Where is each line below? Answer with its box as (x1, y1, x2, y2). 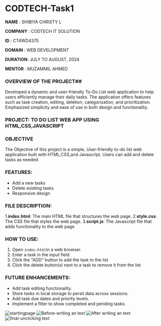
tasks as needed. (5, 157, 40, 163)
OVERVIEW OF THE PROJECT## (5, 78, 82, 85)
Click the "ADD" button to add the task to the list (12, 257, 109, 263)
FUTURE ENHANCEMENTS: (5, 274, 71, 281)
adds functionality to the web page (5, 224, 75, 230)
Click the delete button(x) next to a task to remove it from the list (12, 262, 141, 268)
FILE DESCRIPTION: (5, 202, 52, 209)
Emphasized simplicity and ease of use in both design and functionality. (5, 105, 148, 110)
